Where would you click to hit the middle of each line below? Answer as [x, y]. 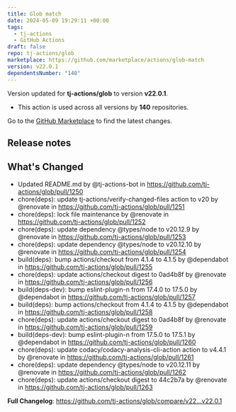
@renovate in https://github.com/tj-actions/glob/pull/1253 [102, 236]
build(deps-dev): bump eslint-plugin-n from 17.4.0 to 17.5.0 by [107, 289]
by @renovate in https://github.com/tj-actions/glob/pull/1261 [106, 357]
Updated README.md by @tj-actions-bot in [82, 184]
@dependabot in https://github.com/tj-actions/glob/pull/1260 [107, 342]
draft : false [27, 47]
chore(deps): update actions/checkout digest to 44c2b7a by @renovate [122, 379]
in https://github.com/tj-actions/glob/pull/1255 [85, 267]
